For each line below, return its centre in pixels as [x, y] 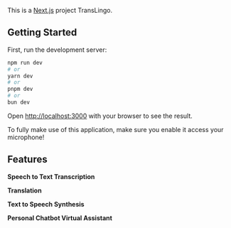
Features [27, 159]
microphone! [26, 137]
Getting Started [42, 32]
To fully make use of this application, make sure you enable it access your [116, 129]
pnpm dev [20, 89]
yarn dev [20, 76]
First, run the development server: [57, 50]
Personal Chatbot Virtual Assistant [60, 218]
